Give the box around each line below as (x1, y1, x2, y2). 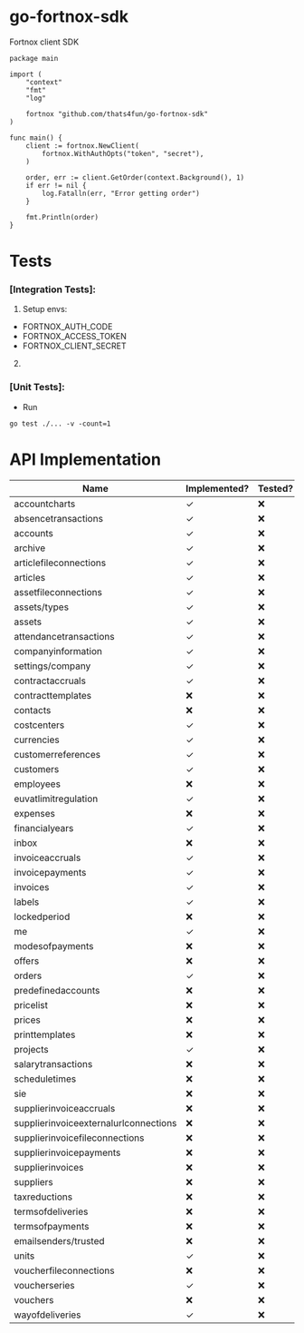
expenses (14, 807, 56, 819)
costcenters (14, 719, 65, 731)
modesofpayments (14, 939, 94, 952)
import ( (9, 70, 43, 79)
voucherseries (14, 1279, 75, 1291)
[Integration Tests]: (9, 283, 97, 296)
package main (9, 54, 59, 63)
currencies (14, 733, 61, 746)
